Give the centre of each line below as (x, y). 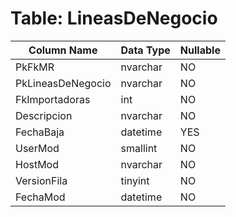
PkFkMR (35, 67)
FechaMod (40, 197)
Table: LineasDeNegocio (114, 18)
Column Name (63, 50)
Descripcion (44, 115)
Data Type (145, 50)
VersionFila (41, 180)
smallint (139, 148)
